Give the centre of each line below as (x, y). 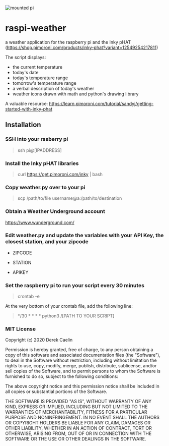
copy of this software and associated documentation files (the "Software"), (83, 355)
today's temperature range (40, 78)
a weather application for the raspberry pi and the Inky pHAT (68, 42)
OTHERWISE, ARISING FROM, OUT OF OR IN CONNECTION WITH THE (78, 433)
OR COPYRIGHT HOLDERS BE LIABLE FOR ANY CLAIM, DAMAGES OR (78, 423)
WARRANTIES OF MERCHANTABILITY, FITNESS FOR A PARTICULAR (76, 412)
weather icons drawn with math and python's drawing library (75, 94)
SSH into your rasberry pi (37, 139)
